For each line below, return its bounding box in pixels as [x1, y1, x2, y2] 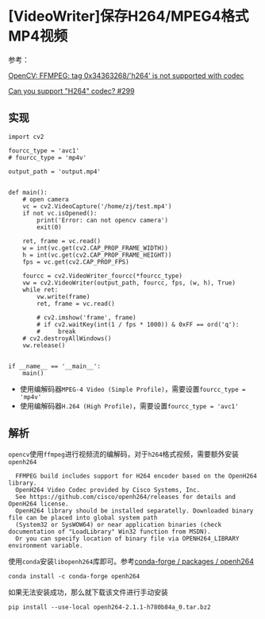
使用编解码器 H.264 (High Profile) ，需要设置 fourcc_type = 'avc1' [19, 400, 240, 410]
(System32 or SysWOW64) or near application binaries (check [15, 520, 222, 528]
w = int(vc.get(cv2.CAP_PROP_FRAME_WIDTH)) [22, 244, 169, 252]
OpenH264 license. [8, 500, 69, 508]
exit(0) [36, 223, 62, 231]
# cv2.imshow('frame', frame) [36, 313, 136, 322]
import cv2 [8, 133, 44, 141]
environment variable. [8, 541, 83, 549]
